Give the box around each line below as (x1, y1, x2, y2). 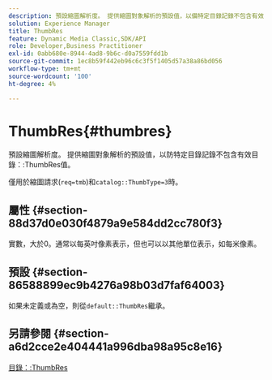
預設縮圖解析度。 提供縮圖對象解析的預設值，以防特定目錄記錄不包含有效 (8, 149, 252, 159)
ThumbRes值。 (24, 160, 75, 170)
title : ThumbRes (8, 27, 63, 35)
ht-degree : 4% (8, 80, 57, 88)
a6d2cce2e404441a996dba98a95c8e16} (8, 340, 223, 354)
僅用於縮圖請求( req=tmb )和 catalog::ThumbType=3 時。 (8, 177, 183, 187)
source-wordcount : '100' (8, 72, 92, 80)
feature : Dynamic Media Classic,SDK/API (8, 34, 147, 43)
